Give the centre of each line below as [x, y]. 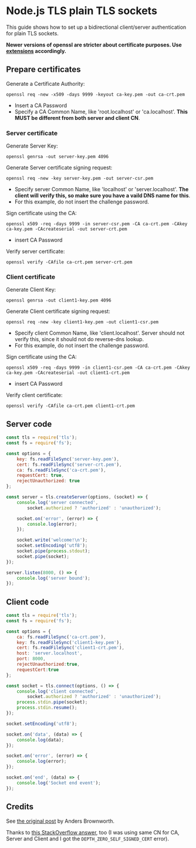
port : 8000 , [31, 659]
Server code [29, 424]
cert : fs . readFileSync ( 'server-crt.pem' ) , [69, 465]
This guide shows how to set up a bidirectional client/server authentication [96, 27]
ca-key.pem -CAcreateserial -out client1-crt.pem [68, 373]
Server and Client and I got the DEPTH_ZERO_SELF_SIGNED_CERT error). [87, 839]
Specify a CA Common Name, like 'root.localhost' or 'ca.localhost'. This [101, 111]
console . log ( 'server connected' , [58, 502]
